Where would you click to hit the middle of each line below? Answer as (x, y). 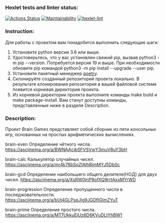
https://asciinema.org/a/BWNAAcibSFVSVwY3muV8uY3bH (66, 149)
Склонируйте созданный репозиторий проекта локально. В (76, 79)
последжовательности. (30, 194)
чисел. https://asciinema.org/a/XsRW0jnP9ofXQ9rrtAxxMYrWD (70, 179)
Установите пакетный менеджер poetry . (55, 73)
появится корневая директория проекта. (56, 89)
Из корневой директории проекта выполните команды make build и (85, 95)
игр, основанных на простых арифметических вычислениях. (70, 134)
